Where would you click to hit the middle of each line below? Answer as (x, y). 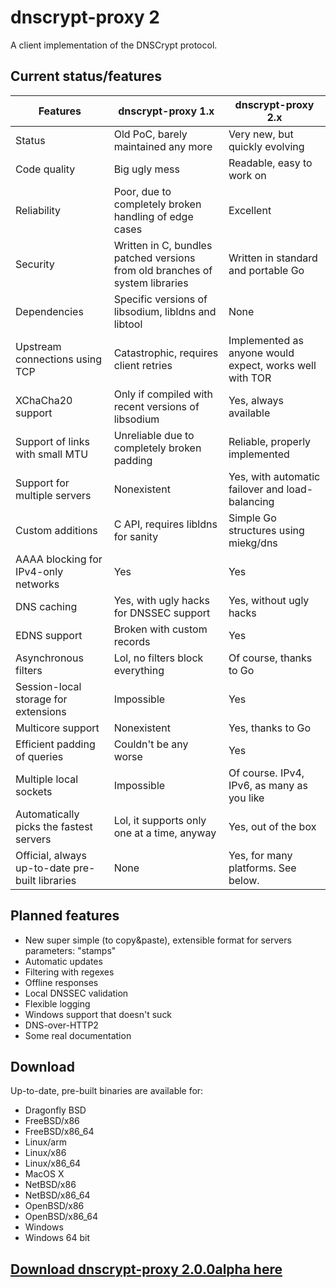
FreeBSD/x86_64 (59, 1132)
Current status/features (86, 76)
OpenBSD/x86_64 (61, 1217)
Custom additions (56, 530)
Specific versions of (160, 299)
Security (35, 264)
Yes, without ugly (269, 600)
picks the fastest (54, 826)
